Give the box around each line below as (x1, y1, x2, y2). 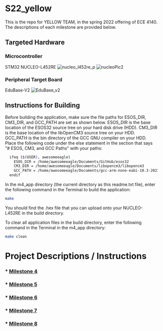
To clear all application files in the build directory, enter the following (5, 220, 142, 225)
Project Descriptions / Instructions (5, 251, 147, 262)
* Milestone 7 (5, 307, 37, 314)
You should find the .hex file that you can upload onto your (5, 205, 122, 211)
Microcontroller (5, 53, 43, 60)
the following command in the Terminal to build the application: (5, 187, 131, 193)
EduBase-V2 (5, 87, 30, 93)
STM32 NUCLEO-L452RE (5, 64, 56, 70)
